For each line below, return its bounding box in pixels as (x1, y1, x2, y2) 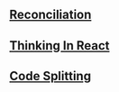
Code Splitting (9, 69, 92, 84)
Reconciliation (9, 7, 92, 23)
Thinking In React (9, 38, 110, 53)
